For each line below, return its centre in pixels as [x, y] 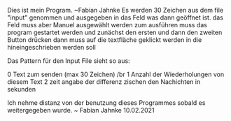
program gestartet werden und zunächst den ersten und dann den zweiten [115, 32]
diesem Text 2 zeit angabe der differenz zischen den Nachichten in [104, 82]
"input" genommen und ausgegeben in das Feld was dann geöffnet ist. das [115, 17]
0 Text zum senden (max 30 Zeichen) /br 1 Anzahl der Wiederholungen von [116, 74]
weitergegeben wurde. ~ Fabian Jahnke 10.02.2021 [81, 110]
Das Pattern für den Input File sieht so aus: [69, 61]
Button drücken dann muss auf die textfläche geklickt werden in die [105, 40]
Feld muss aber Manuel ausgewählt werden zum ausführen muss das [107, 25]
